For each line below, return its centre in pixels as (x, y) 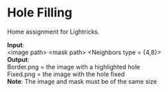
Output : (18, 59)
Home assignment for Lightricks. (53, 32)
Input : (16, 45)
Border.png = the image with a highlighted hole (74, 67)
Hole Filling (40, 13)
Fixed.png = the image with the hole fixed (66, 74)
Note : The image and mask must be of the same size (82, 81)
